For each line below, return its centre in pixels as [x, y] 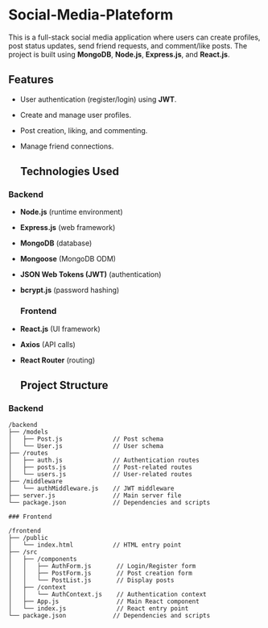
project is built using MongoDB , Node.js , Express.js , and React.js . [119, 54]
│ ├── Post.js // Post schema [86, 439]
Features [31, 80]
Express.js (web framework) [68, 228]
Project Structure [64, 385]
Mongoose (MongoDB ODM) [68, 259]
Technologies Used [69, 172]
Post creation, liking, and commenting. [84, 130]
